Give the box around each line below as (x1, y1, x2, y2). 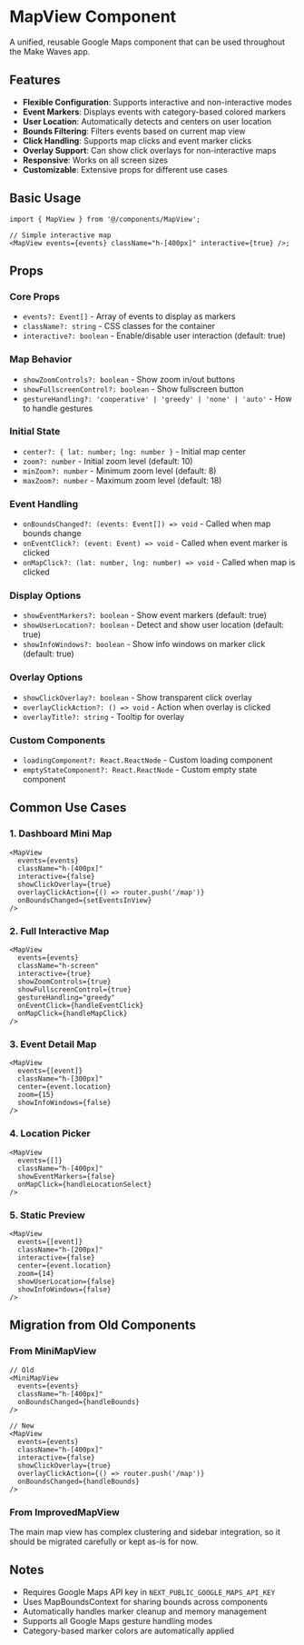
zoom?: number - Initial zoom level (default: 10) (22, 455, 193, 466)
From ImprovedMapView (9, 1506, 120, 1519)
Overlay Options (9, 671, 83, 683)
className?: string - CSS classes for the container (22, 321, 216, 332)
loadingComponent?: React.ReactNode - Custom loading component (22, 754, 273, 765)
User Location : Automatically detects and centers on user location (22, 115, 272, 126)
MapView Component (9, 6, 177, 27)
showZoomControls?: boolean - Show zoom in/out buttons (22, 374, 236, 384)
